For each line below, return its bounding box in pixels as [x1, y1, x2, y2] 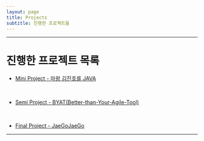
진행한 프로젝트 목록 [6, 54, 100, 67]
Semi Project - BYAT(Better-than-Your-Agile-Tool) [15, 99, 140, 106]
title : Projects [6, 15, 47, 21]
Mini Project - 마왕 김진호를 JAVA [15, 75, 97, 82]
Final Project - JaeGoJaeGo [15, 122, 85, 130]
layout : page [6, 8, 39, 15]
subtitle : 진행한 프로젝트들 [6, 20, 70, 26]
